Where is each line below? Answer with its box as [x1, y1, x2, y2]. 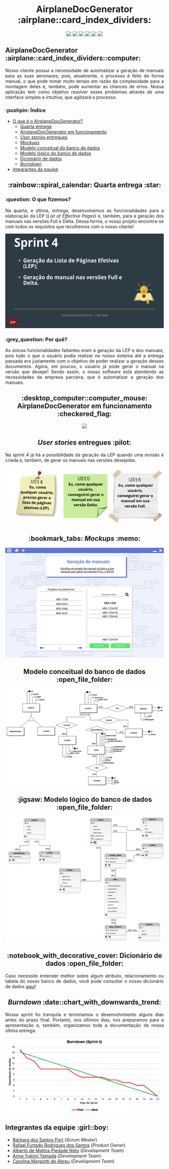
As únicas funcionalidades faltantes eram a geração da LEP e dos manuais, [5, 348, 164, 354]
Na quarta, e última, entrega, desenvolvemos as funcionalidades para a [5, 208, 164, 214]
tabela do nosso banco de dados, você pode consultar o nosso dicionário [5, 978, 164, 984]
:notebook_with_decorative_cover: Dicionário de [7, 951, 162, 960]
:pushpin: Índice [5, 107, 46, 114]
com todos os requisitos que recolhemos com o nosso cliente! [5, 223, 134, 230]
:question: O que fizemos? [5, 196, 71, 203]
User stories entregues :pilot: [37, 438, 132, 447]
